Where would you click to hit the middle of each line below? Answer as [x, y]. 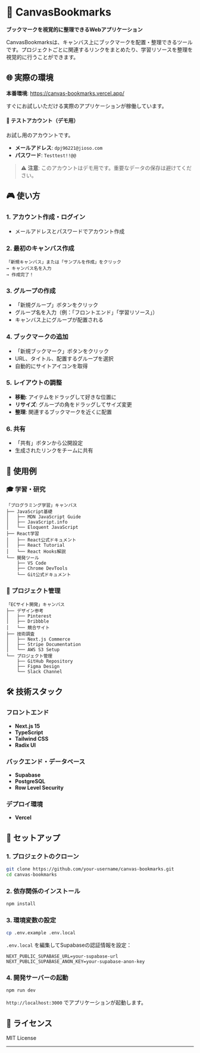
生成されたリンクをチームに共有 [54, 451]
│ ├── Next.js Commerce [38, 639]
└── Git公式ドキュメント [44, 575]
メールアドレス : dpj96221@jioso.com [59, 147]
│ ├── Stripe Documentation [44, 645]
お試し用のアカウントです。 [40, 135]
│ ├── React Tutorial [36, 545]
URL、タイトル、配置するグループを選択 [64, 358]
